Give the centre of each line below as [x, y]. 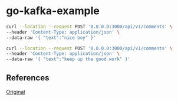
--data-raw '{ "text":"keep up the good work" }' [68, 59]
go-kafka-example [53, 11]
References [28, 78]
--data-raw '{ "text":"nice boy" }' [51, 38]
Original [16, 92]
